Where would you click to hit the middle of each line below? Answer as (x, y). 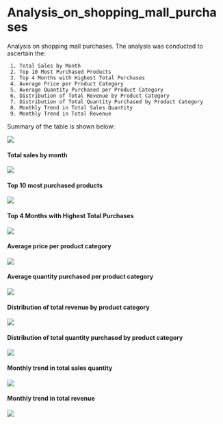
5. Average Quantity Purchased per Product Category (87, 90)
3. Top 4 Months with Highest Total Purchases (78, 78)
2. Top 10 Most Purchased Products (61, 72)
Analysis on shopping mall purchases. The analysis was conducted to (105, 46)
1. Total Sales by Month (45, 66)
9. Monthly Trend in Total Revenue (61, 114)
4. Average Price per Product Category (67, 83)
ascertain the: (27, 53)
